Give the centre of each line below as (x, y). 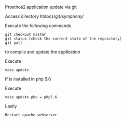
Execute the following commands (38, 26)
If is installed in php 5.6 (28, 79)
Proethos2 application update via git (41, 7)
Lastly (11, 106)
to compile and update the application (43, 52)
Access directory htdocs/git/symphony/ (44, 16)
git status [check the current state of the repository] (63, 39)
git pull (14, 43)
